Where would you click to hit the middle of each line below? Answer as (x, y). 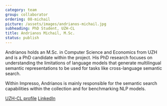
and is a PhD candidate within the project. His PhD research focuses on (79, 57)
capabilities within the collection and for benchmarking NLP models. (76, 88)
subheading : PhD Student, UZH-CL (40, 29)
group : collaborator (27, 15)
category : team (21, 10)
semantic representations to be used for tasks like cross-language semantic (83, 68)
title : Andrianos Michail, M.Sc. (40, 33)
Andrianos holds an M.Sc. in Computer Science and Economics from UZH (81, 52)
